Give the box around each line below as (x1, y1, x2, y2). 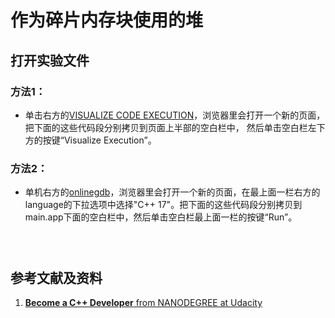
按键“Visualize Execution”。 (42, 134, 157, 146)
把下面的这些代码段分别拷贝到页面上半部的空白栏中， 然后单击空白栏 (24, 121, 308, 133)
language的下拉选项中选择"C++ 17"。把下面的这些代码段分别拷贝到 (24, 199, 303, 211)
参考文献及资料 (10, 269, 103, 286)
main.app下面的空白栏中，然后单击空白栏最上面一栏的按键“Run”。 (24, 211, 298, 223)
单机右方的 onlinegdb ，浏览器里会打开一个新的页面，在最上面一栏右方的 (24, 186, 321, 198)
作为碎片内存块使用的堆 (10, 9, 204, 32)
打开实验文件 (10, 52, 90, 69)
